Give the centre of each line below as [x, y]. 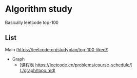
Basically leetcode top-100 [32, 22]
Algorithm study [39, 9]
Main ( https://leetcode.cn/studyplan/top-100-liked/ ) [57, 49]
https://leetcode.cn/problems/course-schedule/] [84, 65]
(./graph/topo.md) [38, 70]
